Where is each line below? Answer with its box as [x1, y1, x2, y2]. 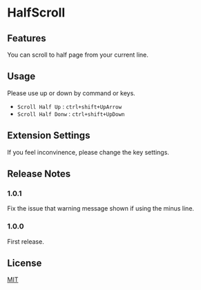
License [7, 258, 42, 269]
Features [7, 32, 46, 44]
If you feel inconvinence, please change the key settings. [7, 148, 169, 156]
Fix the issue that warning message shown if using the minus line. [7, 204, 195, 213]
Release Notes [7, 168, 71, 180]
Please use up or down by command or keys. [7, 88, 136, 97]
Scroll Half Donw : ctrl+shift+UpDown [17, 109, 125, 118]
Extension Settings [7, 130, 90, 142]
